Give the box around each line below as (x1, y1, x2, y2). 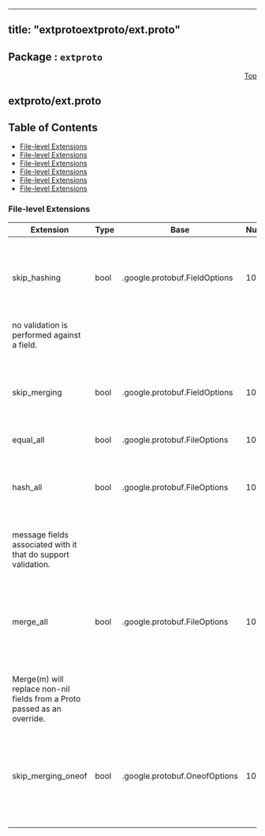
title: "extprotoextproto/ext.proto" (8, 23, 181, 36)
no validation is (12, 320, 69, 331)
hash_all (12, 482, 43, 493)
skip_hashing (12, 272, 62, 283)
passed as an (12, 703, 62, 714)
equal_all (12, 434, 45, 445)
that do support (12, 549, 69, 560)
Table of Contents (8, 120, 99, 134)
